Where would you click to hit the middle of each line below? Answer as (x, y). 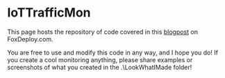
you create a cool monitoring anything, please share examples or (100, 59)
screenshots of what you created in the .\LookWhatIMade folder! (100, 67)
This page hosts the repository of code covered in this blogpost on (102, 32)
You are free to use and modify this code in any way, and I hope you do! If (113, 52)
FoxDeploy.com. (30, 39)
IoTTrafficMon (49, 13)
